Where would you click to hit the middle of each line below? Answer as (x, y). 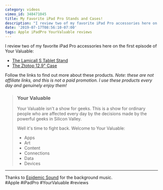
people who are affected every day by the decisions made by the (82, 114)
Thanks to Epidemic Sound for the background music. (59, 177)
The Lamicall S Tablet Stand (40, 60)
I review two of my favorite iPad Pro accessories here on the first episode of (81, 46)
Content (32, 148)
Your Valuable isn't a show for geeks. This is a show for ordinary (81, 109)
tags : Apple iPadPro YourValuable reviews (49, 32)
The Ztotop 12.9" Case (34, 66)
